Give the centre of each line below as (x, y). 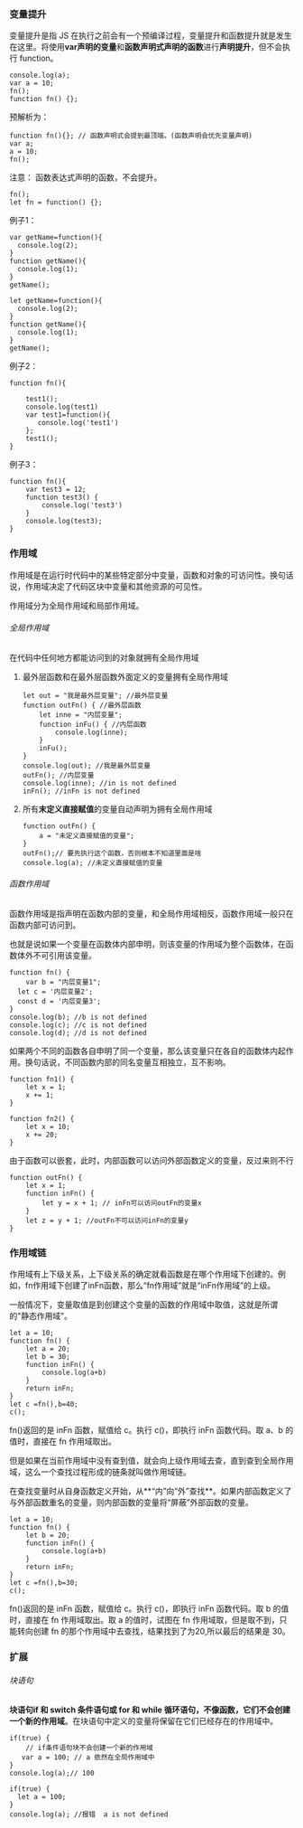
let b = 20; (48, 1536)
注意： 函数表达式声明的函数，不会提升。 (86, 177)
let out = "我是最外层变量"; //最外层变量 (95, 695)
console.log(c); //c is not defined (78, 1025)
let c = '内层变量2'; (55, 992)
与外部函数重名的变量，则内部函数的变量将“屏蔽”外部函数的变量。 (132, 1503)
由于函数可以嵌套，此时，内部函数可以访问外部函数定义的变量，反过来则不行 (151, 1160)
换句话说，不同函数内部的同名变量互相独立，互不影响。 (128, 1062)
